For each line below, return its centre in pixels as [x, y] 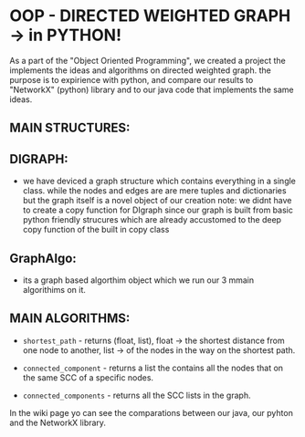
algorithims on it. [54, 289]
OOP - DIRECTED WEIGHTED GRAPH [150, 16]
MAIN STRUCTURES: [70, 128]
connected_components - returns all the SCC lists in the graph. [137, 395]
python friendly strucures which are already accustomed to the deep [152, 220]
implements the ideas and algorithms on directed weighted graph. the [140, 70]
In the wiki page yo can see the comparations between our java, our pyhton [152, 412]
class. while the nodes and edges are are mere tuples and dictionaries [154, 191]
